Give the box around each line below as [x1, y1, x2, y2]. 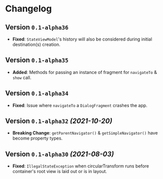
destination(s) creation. [12, 41, 61, 47]
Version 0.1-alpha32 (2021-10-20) [5, 117, 112, 125]
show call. [12, 74, 31, 80]
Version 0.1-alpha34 [5, 89, 69, 97]
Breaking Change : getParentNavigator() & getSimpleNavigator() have [12, 130, 158, 136]
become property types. [12, 135, 63, 141]
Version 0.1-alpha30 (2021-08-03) [5, 149, 114, 158]
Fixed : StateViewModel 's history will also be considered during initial [12, 36, 152, 42]
